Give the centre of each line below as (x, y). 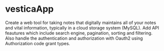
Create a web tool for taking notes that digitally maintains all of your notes (81, 23)
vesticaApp (29, 9)
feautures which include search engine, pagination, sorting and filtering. (79, 33)
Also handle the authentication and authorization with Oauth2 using (74, 38)
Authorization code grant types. (38, 43)
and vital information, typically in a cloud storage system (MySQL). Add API (82, 27)
